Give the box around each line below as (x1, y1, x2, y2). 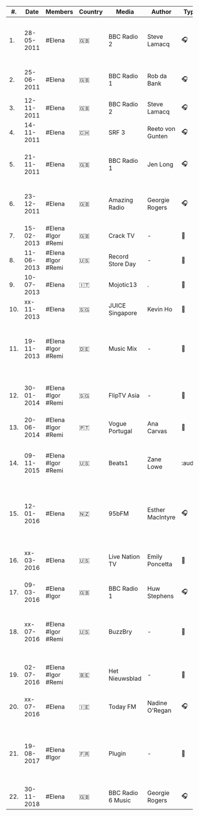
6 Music (108, 796, 131, 804)
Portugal (108, 427, 132, 435)
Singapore (108, 309, 137, 317)
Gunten (147, 132, 168, 140)
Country (79, 8, 103, 15)
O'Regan (147, 707, 172, 714)
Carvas (147, 427, 168, 435)
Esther (147, 506, 166, 513)
